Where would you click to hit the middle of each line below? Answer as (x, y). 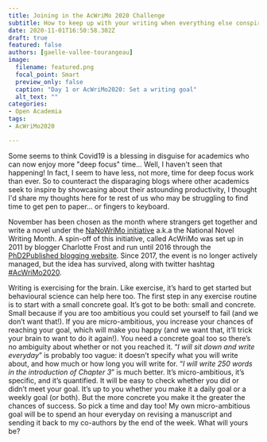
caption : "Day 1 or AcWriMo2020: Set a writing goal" (106, 89)
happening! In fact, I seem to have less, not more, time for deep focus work (131, 172)
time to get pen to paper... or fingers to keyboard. (89, 206)
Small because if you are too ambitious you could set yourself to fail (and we (133, 313)
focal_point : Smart (48, 75)
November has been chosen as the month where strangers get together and (133, 221)
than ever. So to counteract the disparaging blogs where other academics (129, 181)
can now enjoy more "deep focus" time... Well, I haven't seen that (115, 164)
